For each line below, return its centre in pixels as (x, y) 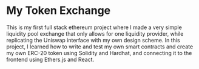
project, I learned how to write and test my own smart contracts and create (100, 47)
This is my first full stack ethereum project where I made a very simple (94, 27)
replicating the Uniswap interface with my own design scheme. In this (93, 40)
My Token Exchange (59, 11)
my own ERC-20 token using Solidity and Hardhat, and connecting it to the (99, 53)
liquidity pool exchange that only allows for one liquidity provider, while (95, 33)
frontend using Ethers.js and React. (50, 59)
